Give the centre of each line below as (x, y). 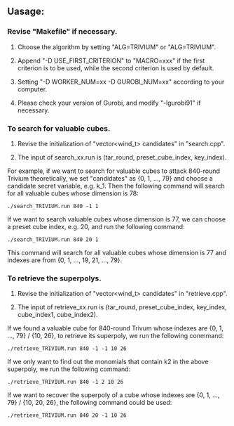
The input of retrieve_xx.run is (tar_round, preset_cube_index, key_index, (122, 307)
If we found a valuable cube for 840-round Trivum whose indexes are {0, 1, (116, 328)
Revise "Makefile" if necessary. (62, 32)
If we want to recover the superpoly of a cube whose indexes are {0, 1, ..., (113, 395)
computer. (32, 89)
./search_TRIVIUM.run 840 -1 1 (53, 206)
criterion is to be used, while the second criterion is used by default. (116, 68)
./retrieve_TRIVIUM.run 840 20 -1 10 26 (67, 415)
